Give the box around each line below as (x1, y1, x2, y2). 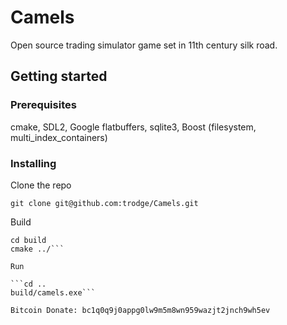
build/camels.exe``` (10, 287, 97, 298)
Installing (10, 156, 57, 170)
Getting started (10, 68, 108, 85)
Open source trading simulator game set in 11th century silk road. (10, 39, 278, 51)
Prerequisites (10, 98, 77, 112)
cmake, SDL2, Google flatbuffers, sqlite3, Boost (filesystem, (10, 121, 257, 133)
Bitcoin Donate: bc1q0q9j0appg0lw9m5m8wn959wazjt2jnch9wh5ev (10, 305, 271, 315)
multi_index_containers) (10, 131, 108, 143)
